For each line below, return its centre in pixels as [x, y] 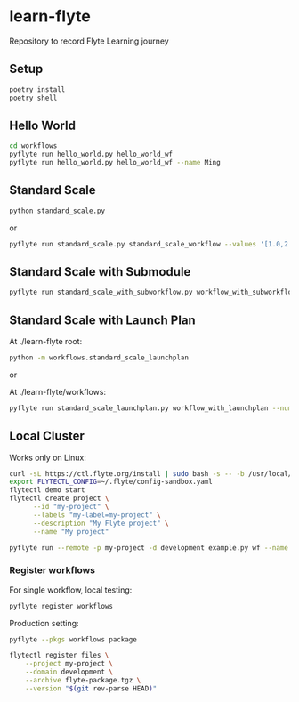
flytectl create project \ [59, 499]
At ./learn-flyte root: [46, 341]
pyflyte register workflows [61, 606]
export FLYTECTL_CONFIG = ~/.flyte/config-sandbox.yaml [111, 482]
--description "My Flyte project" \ [101, 523]
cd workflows [33, 146]
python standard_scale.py [57, 211]
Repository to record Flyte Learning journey [89, 41]
